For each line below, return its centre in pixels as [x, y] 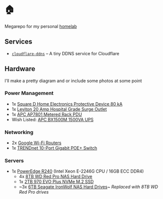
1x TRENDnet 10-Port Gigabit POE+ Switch [54, 148]
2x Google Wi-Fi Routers [36, 143]
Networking [19, 132]
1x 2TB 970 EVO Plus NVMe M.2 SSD [56, 182]
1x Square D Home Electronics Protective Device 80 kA [67, 104]
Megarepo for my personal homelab [41, 26]
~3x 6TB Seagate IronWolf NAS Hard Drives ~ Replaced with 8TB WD [89, 187]
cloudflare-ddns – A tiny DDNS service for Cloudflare [65, 53]
